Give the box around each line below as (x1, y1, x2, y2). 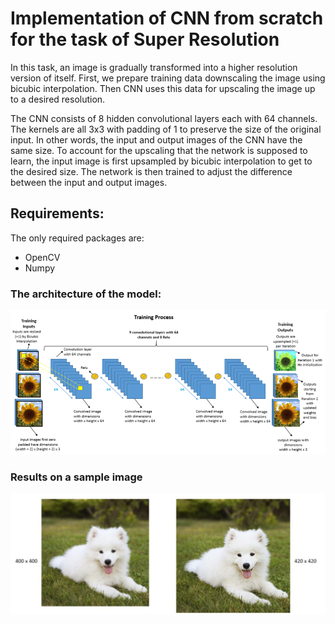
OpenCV (24, 251, 61, 263)
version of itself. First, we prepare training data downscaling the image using (10, 72, 326, 84)
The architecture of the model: (10, 287, 162, 301)
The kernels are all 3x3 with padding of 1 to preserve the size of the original (10, 123, 322, 135)
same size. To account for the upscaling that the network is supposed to (10, 144, 308, 156)
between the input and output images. (10, 176, 168, 188)
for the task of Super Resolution (10, 28, 280, 51)
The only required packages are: (10, 232, 145, 244)
